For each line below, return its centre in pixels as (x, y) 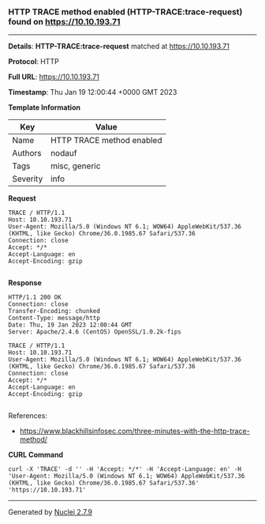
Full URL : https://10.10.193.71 (54, 77)
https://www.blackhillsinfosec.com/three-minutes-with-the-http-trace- (134, 431)
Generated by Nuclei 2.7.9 (50, 512)
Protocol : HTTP (34, 62)
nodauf (63, 153)
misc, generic (75, 166)
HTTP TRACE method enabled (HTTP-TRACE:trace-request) (125, 12)
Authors (27, 153)
